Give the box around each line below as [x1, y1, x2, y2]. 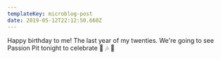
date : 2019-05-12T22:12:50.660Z [7, 17, 102, 24]
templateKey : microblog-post [7, 10, 93, 18]
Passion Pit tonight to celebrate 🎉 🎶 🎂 [7, 44, 115, 52]
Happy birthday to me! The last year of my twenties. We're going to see [7, 36, 215, 44]
